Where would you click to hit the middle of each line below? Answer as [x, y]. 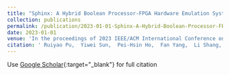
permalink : [23, 26]
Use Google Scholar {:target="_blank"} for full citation [82, 64]
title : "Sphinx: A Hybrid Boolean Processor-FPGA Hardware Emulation [108, 13]
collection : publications [44, 20]
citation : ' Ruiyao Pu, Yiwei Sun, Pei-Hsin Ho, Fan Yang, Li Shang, [115, 45]
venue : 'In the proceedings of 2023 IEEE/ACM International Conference [111, 39]
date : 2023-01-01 [32, 32]
